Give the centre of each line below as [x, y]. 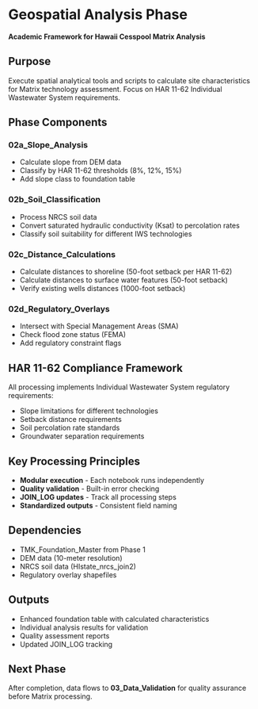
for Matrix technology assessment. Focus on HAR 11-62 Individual [116, 89]
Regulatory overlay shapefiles [68, 575]
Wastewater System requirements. [64, 98]
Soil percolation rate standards [70, 428]
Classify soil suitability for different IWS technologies [106, 234]
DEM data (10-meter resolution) [71, 558]
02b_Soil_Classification [55, 200]
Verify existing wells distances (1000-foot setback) [102, 289]
